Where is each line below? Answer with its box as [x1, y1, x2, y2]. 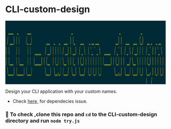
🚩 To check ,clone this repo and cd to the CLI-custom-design [5, 111, 158, 118]
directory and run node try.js [5, 117, 80, 124]
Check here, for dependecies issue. [12, 98, 88, 104]
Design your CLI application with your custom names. [5, 88, 118, 94]
